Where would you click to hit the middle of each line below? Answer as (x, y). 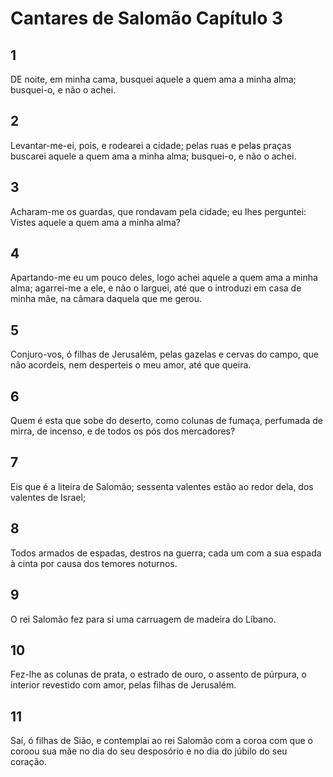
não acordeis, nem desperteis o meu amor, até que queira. (131, 365)
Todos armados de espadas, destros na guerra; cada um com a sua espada (166, 553)
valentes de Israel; (48, 497)
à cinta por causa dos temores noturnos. (94, 563)
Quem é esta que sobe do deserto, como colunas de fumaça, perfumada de (166, 421)
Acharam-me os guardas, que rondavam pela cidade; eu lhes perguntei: (158, 211)
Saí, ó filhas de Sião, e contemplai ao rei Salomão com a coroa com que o (161, 741)
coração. (28, 762)
